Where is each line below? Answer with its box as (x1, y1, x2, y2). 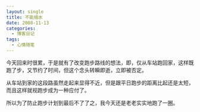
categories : (6, 25, 36, 32)
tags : (6, 36, 20, 42)
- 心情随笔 (11, 42, 35, 48)
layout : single (6, 8, 44, 15)
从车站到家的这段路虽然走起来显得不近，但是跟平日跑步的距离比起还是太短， (6, 79, 194, 86)
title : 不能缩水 (6, 14, 43, 20)
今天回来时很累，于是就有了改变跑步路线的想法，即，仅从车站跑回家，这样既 (6, 59, 194, 66)
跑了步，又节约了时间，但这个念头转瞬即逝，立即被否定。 (6, 66, 147, 73)
